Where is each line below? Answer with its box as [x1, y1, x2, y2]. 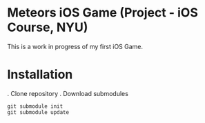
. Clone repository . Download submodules [7, 89, 129, 97]
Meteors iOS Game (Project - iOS [7, 5, 199, 21]
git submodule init [7, 102, 64, 110]
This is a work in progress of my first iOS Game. [7, 42, 144, 50]
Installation [7, 67, 73, 82]
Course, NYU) [7, 19, 88, 35]
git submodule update [7, 108, 70, 115]
